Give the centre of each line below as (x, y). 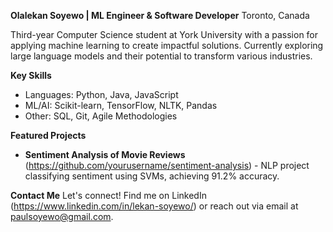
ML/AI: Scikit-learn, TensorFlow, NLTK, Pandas (121, 105)
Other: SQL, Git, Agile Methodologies (101, 116)
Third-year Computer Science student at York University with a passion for (164, 34)
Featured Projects (48, 135)
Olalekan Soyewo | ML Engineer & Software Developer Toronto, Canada (160, 15)
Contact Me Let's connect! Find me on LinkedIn (108, 195)
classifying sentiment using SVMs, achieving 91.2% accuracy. (152, 176)
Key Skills (31, 75)
